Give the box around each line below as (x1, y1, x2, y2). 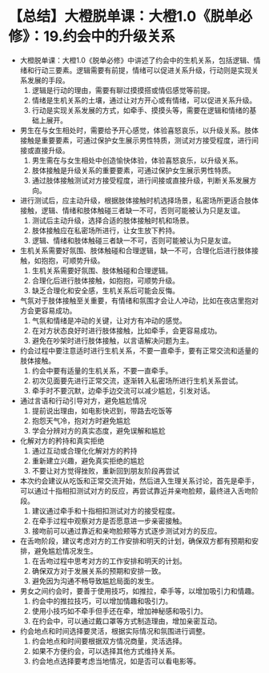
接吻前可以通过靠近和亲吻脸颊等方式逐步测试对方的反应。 (31, 526, 222, 535)
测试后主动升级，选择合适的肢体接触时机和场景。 (31, 216, 194, 225)
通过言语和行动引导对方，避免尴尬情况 (19, 396, 147, 405)
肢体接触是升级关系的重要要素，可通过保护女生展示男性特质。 (31, 165, 236, 175)
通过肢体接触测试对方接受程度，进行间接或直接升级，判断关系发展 (31, 175, 250, 185)
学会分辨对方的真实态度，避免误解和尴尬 (31, 425, 166, 435)
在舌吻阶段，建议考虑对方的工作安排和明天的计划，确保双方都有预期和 (19, 536, 252, 546)
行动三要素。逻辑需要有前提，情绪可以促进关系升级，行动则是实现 (34, 65, 252, 75)
